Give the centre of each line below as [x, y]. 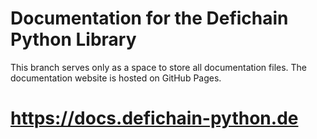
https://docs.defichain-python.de [154, 118]
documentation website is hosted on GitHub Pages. [116, 78]
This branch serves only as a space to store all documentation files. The [159, 67]
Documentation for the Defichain [149, 18]
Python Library [73, 39]
